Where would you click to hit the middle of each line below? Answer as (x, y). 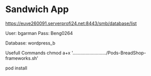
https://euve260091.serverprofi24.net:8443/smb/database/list (71, 23)
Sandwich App (37, 9)
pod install (16, 68)
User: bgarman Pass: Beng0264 (39, 33)
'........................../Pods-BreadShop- (109, 53)
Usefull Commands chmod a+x (38, 53)
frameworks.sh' (22, 58)
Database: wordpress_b (30, 43)
